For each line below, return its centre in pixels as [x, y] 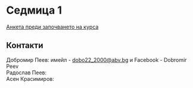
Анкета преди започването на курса [52, 27]
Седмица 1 [34, 10]
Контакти [25, 45]
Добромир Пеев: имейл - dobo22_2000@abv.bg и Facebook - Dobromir [96, 59]
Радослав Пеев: [27, 73]
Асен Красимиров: [30, 78]
